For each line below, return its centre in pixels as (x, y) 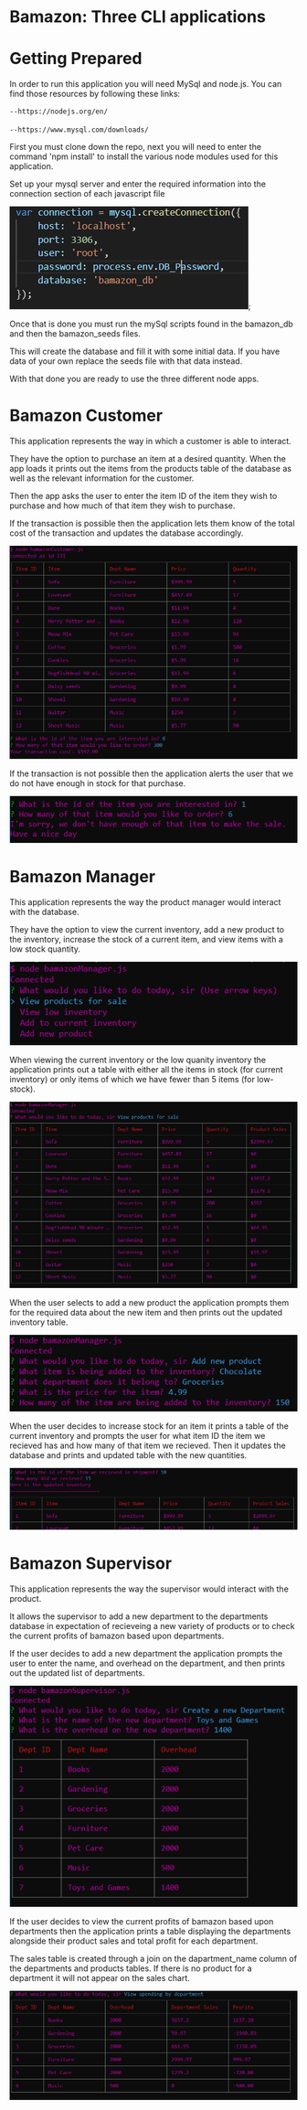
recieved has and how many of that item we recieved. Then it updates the (148, 1445)
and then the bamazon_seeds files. (75, 334)
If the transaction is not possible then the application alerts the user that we (152, 773)
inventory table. (39, 1322)
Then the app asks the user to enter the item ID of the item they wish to (143, 496)
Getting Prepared (76, 59)
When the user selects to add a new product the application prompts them (149, 1303)
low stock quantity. (45, 949)
